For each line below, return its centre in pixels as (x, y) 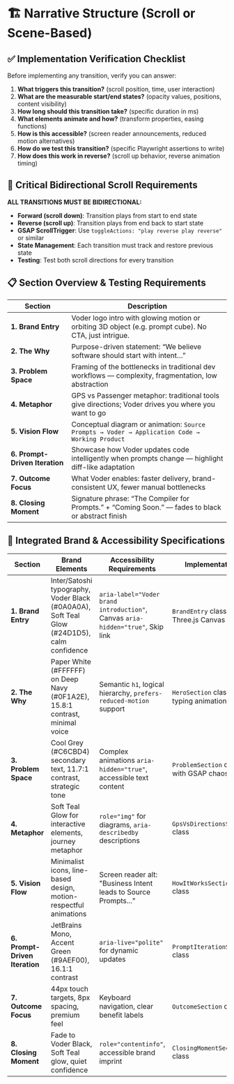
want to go (89, 413)
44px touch (70, 989)
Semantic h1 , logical (132, 685)
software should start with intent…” (128, 355)
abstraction (90, 384)
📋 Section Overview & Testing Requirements (107, 283)
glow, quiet (69, 1062)
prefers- (148, 694)
